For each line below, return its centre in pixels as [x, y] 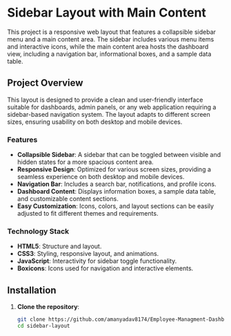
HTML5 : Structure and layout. [59, 246]
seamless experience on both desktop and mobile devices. [101, 177]
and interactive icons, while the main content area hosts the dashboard [108, 46]
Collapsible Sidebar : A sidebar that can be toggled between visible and [119, 155]
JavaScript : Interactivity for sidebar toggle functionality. [97, 261]
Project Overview [45, 83]
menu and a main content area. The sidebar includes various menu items [111, 39]
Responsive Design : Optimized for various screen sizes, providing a [114, 169]
